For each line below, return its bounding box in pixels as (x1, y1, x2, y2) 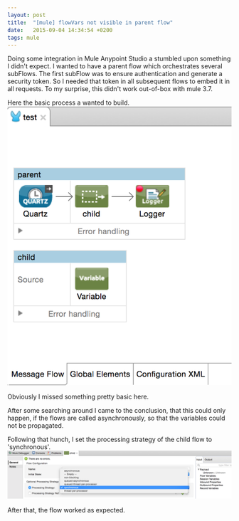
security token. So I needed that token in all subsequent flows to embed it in (7, 77, 230, 85)
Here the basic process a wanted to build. (7, 98, 130, 107)
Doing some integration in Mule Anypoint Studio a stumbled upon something (7, 54, 231, 63)
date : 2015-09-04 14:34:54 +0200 (7, 26, 113, 33)
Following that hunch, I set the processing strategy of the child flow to (7, 435, 212, 443)
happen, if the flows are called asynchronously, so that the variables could (7, 414, 225, 422)
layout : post (7, 11, 46, 19)
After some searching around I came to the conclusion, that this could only (7, 406, 226, 414)
